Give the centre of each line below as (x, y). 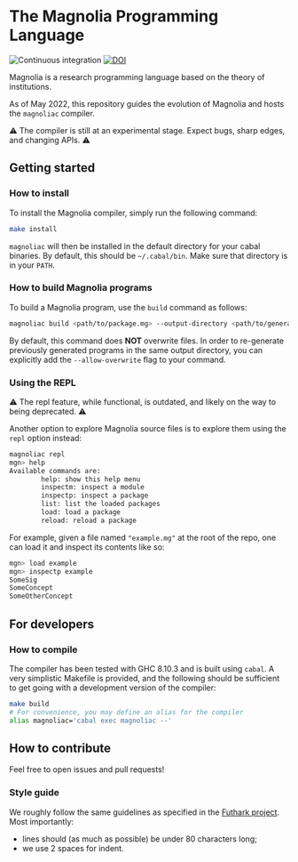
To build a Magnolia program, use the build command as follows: (128, 307)
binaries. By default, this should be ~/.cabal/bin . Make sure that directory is (149, 255)
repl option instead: (46, 438)
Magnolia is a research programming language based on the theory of (137, 77)
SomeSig (24, 580)
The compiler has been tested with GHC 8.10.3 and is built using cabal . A (142, 668)
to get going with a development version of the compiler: (113, 688)
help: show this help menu (91, 479)
